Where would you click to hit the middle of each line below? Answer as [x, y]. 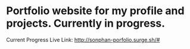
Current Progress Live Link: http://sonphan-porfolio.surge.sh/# [83, 40]
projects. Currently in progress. [86, 23]
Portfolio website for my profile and [95, 11]
